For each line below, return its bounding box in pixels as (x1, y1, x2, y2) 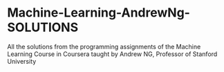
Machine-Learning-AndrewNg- (7, 5, 190, 21)
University (7, 57, 37, 65)
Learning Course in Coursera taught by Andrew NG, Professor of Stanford (7, 50, 218, 58)
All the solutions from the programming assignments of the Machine (7, 42, 201, 51)
